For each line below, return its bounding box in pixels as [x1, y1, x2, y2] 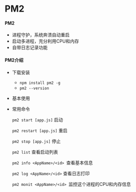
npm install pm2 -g [19, 80, 61, 85]
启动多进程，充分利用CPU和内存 [12, 38, 79, 44]
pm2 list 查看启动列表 [12, 149, 58, 155]
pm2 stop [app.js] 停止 [12, 138, 61, 144]
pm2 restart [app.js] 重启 [12, 127, 67, 133]
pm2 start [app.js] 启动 [12, 117, 63, 123]
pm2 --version [19, 85, 49, 91]
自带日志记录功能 [12, 44, 48, 51]
